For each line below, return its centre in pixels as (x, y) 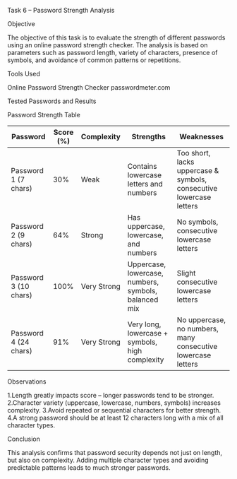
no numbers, (197, 329)
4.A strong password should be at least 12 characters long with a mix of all (115, 418)
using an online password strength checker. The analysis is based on (108, 45)
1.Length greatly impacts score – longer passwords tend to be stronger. (111, 395)
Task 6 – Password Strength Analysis (61, 10)
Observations (27, 382)
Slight (186, 273)
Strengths (148, 137)
